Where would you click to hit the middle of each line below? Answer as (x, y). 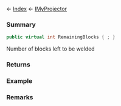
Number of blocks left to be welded (51, 49)
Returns (18, 65)
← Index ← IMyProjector (37, 9)
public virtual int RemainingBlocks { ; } (61, 37)
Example (19, 81)
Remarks (20, 97)
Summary (21, 24)
